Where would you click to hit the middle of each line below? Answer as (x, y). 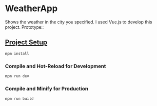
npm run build (20, 99)
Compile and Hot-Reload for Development (56, 66)
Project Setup (26, 43)
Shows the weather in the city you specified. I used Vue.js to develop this (79, 22)
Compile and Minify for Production (47, 88)
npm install (17, 53)
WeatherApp (31, 9)
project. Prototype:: (24, 27)
